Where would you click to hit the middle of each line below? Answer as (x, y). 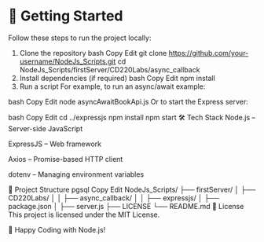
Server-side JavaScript (46, 128)
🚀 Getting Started (66, 16)
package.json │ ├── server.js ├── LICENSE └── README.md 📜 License (126, 206)
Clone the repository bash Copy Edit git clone (93, 53)
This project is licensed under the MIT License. (84, 214)
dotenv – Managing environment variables (76, 174)
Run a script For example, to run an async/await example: (112, 86)
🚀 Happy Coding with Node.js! (57, 229)
